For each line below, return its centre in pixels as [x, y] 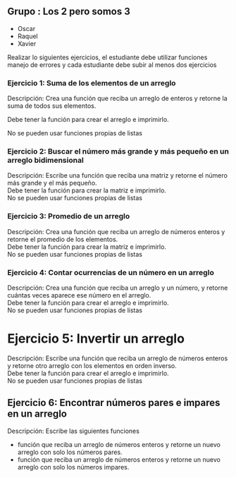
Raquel [28, 36]
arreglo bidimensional [46, 160]
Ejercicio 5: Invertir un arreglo [96, 339]
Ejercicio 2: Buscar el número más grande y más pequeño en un [118, 152]
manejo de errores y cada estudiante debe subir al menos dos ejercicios [112, 65]
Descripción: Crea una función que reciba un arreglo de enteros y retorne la [117, 99]
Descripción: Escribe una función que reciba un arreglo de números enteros [118, 358]
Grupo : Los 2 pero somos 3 [69, 12]
